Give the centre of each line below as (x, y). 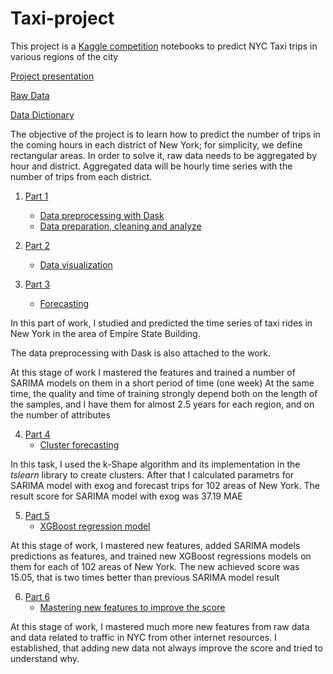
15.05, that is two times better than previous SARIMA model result (145, 577)
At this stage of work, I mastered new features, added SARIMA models (155, 545)
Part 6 (37, 596)
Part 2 (37, 245)
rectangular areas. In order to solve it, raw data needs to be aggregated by (164, 155)
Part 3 (37, 284)
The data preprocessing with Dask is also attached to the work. (140, 353)
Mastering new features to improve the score (132, 607)
